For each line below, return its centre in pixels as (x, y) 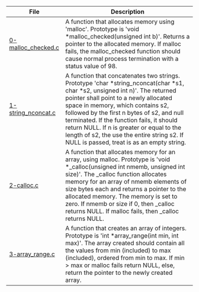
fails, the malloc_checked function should (123, 51)
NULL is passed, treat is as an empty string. (126, 142)
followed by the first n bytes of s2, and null (124, 113)
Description (128, 12)
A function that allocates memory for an (120, 152)
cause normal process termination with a (122, 59)
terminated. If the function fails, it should (121, 120)
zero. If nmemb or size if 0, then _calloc (120, 204)
